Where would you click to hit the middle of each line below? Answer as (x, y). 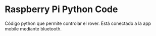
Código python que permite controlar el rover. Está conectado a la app (78, 23)
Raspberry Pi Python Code (61, 9)
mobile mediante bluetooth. (33, 28)
